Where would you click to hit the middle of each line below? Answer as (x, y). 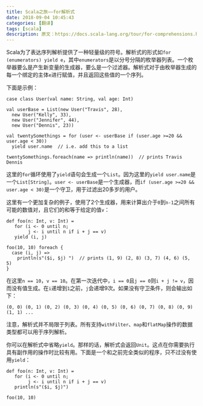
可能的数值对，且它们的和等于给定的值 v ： (58, 210)
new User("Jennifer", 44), (46, 120)
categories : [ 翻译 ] (30, 23)
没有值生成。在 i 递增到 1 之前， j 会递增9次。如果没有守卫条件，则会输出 (99, 288)
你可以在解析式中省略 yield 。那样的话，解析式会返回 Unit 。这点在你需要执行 (101, 345)
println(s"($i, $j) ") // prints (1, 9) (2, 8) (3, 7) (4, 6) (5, (104, 258)
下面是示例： (22, 87)
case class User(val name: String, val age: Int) (70, 99)
